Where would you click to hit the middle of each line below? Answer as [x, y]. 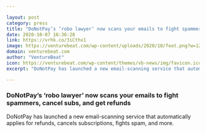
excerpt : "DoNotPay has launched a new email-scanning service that [96, 69]
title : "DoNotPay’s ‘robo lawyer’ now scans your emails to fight [93, 29]
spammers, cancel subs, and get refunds [69, 103]
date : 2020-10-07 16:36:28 [41, 34]
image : [15, 46]
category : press [27, 23]
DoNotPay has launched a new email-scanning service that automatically [99, 116]
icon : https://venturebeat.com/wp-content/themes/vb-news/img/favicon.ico [104, 63]
